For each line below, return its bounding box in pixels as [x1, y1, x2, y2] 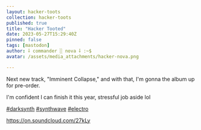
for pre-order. [6, 82, 40, 89]
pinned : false [6, 37, 42, 43]
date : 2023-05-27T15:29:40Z [6, 31, 77, 37]
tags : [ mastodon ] [6, 43, 50, 49]
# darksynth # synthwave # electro [6, 105, 89, 112]
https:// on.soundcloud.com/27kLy [6, 117, 91, 124]
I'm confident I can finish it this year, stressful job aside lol [6, 93, 151, 101]
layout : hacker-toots [6, 8, 61, 15]
